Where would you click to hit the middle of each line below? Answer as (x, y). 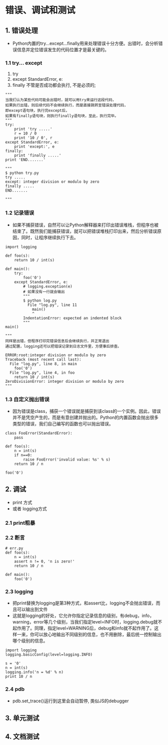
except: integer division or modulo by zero (52, 182)
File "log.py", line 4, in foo (42, 373)
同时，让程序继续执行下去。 (50, 237)
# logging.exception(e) (48, 286)
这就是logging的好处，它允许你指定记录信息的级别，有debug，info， (83, 616)
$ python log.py (40, 301)
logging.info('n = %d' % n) (34, 672)
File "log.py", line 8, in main (43, 364)
